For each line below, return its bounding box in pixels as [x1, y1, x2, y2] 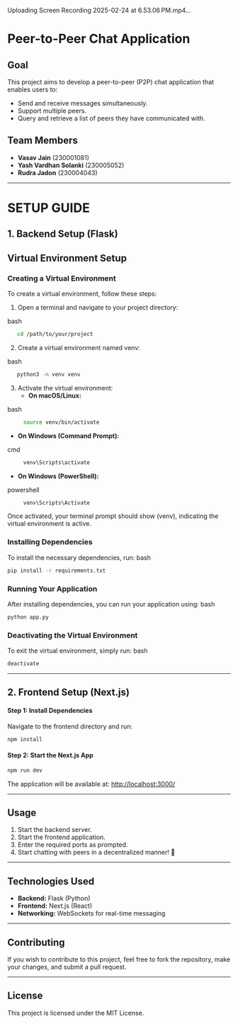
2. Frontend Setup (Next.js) [7, 687, 130, 699]
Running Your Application [7, 584, 98, 594]
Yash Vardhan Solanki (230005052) [17, 161, 125, 169]
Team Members [7, 135, 78, 147]
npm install [7, 736, 42, 743]
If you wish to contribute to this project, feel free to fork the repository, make [7, 955, 231, 963]
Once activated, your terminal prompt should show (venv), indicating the [7, 512, 219, 520]
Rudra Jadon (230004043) [17, 168, 98, 176]
